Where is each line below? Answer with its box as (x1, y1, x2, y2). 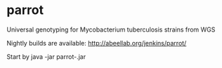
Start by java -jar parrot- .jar (6, 52, 86, 61)
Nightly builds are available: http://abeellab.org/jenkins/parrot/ (6, 39, 187, 47)
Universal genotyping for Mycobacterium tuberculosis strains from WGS (6, 25, 216, 34)
